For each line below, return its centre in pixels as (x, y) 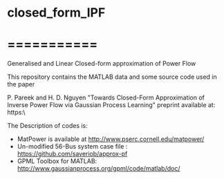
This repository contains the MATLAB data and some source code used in (112, 77)
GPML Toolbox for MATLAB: (57, 161)
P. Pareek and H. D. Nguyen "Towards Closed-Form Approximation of (106, 97)
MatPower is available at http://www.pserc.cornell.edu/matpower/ (111, 139)
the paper (21, 84)
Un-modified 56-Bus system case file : (72, 147)
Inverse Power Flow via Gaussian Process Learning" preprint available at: (111, 105)
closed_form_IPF (56, 13)
